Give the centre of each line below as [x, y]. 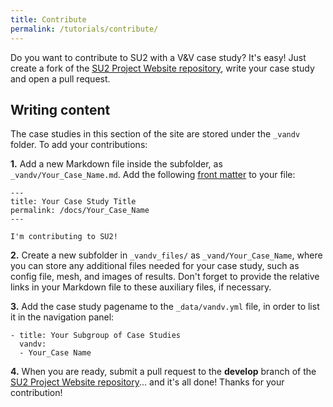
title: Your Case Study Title [73, 202]
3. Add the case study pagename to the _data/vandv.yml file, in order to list [165, 307]
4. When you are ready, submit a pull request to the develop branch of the [163, 372]
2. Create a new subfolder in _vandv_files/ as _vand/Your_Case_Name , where [166, 255]
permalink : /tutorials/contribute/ [84, 29]
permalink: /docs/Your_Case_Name [80, 211]
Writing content [60, 109]
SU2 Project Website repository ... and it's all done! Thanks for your [147, 382]
